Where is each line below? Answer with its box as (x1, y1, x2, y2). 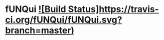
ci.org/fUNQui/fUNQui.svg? (5, 14, 122, 25)
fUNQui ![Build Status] (5, 3, 99, 15)
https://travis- (99, 3, 160, 15)
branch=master (5, 25, 71, 36)
